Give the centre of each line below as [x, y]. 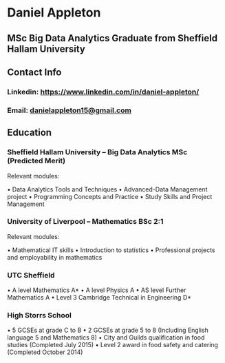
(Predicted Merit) [36, 161]
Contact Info [34, 72]
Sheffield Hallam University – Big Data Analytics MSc [97, 152]
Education [30, 133]
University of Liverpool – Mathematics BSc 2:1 [85, 222]
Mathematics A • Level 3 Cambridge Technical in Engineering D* [99, 298]
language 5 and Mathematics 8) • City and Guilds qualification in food [106, 338]
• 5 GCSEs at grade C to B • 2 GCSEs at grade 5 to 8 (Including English [108, 330]
